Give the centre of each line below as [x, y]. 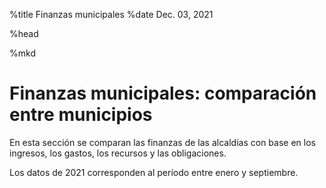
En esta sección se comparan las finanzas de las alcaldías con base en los [162, 142]
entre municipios [81, 115]
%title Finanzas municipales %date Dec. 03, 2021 [111, 14]
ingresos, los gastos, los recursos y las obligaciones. [118, 153]
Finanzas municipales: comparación [163, 93]
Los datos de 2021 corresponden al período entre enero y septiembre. [154, 172]
